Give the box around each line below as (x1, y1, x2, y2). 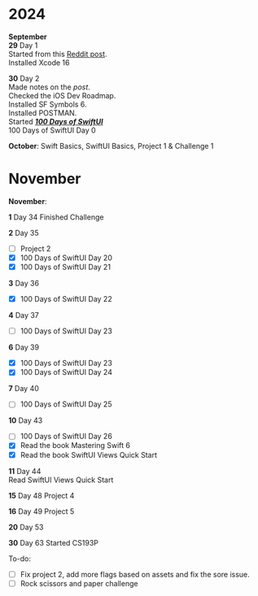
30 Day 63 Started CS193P (8, 537, 99, 547)
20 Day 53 (8, 522, 44, 532)
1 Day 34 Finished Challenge (8, 212, 104, 222)
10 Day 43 (8, 415, 43, 425)
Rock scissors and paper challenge (20, 578, 138, 588)
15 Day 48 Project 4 (8, 490, 75, 500)
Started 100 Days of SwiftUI (8, 116, 103, 126)
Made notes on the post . (8, 82, 91, 92)
